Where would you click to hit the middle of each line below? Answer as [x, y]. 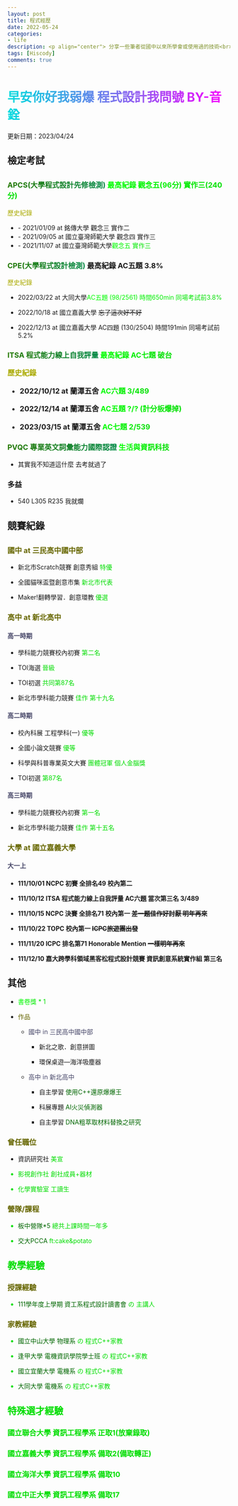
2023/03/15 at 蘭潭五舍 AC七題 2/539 [85, 427]
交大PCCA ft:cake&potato [55, 1241]
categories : [25, 34]
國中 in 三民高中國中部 [61, 1031]
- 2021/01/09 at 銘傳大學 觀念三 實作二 [74, 227]
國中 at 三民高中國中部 [45, 550]
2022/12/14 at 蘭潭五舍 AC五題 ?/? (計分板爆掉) [101, 409]
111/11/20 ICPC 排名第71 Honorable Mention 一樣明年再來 [101, 943]
